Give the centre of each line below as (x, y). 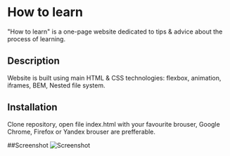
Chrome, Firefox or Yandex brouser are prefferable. (82, 132)
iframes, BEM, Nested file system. (56, 85)
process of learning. (36, 38)
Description (33, 61)
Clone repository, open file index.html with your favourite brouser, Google (114, 124)
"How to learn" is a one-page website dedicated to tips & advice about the (115, 31)
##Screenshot (28, 145)
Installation (32, 107)
